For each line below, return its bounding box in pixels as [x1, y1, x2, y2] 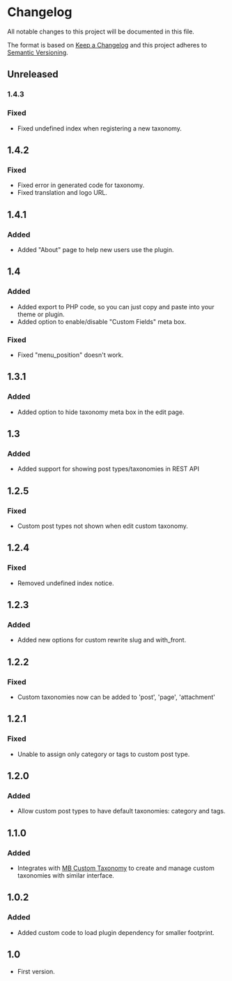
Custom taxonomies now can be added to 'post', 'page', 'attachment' [17, 693, 216, 702]
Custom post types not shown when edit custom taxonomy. [17, 522, 188, 530]
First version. [17, 967, 56, 975]
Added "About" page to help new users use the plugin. [17, 245, 174, 253]
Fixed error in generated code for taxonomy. [17, 181, 145, 189]
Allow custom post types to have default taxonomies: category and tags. [17, 807, 226, 816]
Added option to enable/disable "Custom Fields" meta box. [17, 317, 187, 325]
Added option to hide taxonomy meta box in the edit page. [17, 408, 185, 416]
